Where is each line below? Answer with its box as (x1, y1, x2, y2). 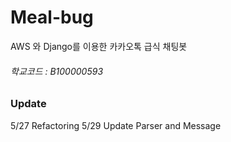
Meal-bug (10, 6, 94, 29)
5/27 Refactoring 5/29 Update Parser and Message (10, 119, 222, 131)
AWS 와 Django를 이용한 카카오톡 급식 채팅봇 (10, 40, 188, 52)
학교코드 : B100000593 (10, 65, 104, 77)
